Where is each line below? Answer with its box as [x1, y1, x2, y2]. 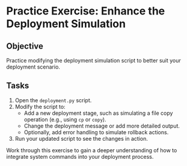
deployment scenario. [6, 63, 60, 70]
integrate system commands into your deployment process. [6, 153, 154, 160]
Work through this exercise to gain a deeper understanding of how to [6, 146, 177, 154]
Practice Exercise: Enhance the [6, 4, 165, 18]
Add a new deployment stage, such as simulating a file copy [23, 109, 173, 117]
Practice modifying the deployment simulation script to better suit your [6, 57, 182, 64]
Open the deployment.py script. [14, 96, 92, 103]
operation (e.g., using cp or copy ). [23, 115, 106, 123]
